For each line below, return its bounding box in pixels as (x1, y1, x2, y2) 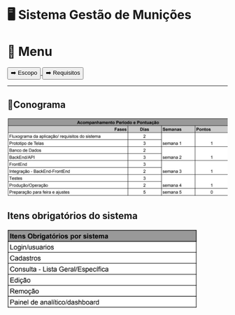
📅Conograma (7, 99, 66, 111)
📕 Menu (7, 44, 52, 59)
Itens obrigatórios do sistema (7, 210, 138, 222)
